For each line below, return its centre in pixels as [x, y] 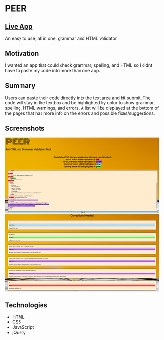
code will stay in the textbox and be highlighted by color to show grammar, [80, 102]
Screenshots [25, 129]
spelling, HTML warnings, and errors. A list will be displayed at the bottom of [82, 108]
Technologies [26, 305]
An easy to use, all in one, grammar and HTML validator [61, 38]
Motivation [22, 53]
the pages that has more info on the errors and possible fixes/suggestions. [80, 113]
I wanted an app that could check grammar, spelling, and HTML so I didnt [79, 65]
